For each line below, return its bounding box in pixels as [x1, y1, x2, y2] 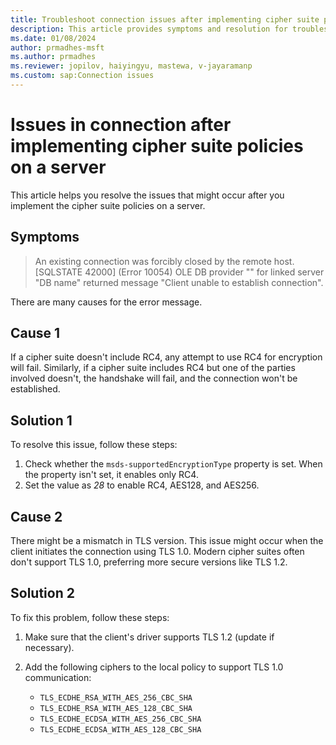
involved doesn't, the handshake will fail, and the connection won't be [10, 372, 298, 385]
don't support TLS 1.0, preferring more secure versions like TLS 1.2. [10, 556, 288, 568]
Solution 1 [10, 412, 73, 429]
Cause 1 [10, 325, 61, 342]
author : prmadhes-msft [10, 42, 105, 53]
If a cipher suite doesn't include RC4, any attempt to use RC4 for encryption [10, 351, 323, 363]
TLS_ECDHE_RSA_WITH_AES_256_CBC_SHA [39, 692, 193, 703]
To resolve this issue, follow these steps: [10, 439, 178, 451]
